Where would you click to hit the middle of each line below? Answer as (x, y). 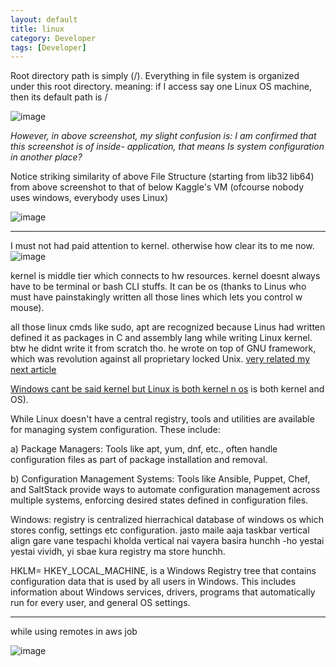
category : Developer (53, 38)
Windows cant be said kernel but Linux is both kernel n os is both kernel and (167, 389)
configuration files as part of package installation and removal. (139, 460)
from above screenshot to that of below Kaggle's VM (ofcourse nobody (157, 187)
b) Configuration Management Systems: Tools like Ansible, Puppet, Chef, (160, 479)
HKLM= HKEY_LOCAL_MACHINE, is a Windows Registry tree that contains (163, 571)
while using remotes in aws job (74, 632)
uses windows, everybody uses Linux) (89, 198)
